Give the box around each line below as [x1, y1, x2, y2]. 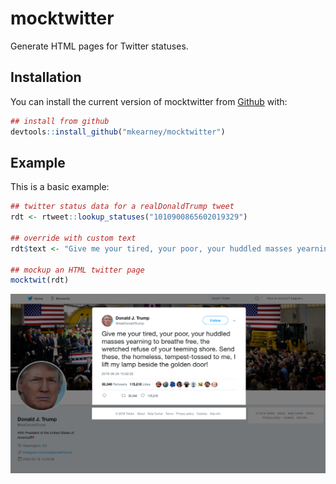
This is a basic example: [10, 181, 110, 193]
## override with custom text [10, 233, 137, 243]
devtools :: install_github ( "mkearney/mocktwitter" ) [10, 127, 226, 137]
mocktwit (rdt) [10, 275, 70, 286]
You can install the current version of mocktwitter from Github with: [10, 95, 288, 107]
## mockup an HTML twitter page [10, 265, 145, 275]
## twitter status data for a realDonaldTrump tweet [10, 202, 235, 212]
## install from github [10, 116, 110, 126]
